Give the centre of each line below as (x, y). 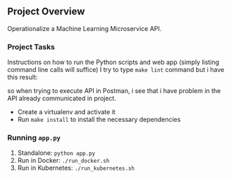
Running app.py (34, 138)
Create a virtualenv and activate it (67, 112)
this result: (23, 78)
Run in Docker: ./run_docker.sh (63, 161)
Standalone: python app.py (56, 153)
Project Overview (46, 12)
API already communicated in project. (62, 99)
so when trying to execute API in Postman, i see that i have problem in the (114, 91)
